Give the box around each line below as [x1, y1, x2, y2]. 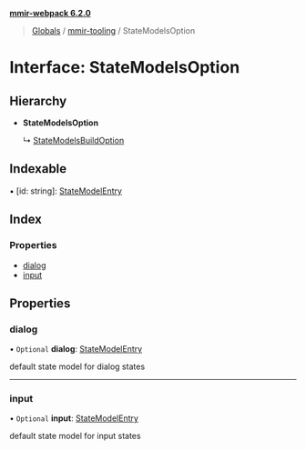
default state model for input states [9, 431, 141, 442]
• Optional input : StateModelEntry [9, 413, 139, 424]
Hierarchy [9, 93, 67, 108]
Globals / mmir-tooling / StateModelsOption [31, 25, 196, 35]
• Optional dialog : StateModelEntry [9, 344, 143, 355]
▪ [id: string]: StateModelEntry [9, 185, 123, 196]
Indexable [9, 161, 67, 176]
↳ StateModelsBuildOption [22, 135, 125, 145]
